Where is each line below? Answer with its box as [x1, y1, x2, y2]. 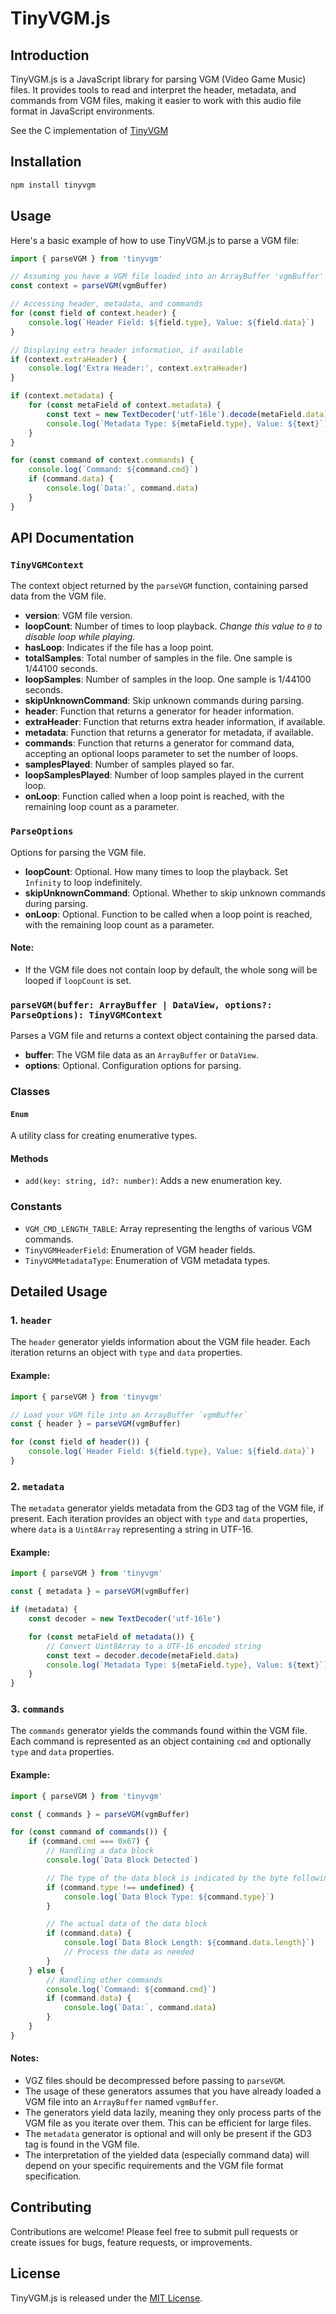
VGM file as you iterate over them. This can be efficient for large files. [24, 2117, 312, 2129]
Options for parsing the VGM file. [10, 846, 147, 858]
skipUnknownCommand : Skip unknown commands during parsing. [24, 695, 305, 707]
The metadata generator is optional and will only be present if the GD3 [24, 2127, 312, 2139]
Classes [10, 1085, 51, 1099]
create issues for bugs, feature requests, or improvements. [10, 2236, 253, 2248]
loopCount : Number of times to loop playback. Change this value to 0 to [24, 620, 323, 632]
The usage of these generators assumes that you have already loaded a [24, 2085, 322, 2097]
